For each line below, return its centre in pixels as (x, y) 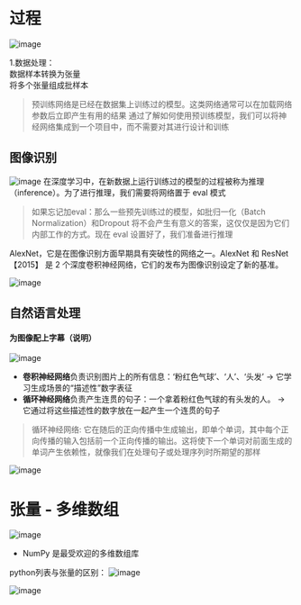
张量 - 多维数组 (64, 509)
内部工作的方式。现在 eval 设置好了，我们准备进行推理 (132, 234)
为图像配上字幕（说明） (53, 338)
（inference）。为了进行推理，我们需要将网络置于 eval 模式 (118, 192)
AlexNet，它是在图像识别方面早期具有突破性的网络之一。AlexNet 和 (134, 253)
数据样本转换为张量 (45, 74)
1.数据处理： (32, 62)
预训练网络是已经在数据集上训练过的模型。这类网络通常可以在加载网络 (162, 104)
